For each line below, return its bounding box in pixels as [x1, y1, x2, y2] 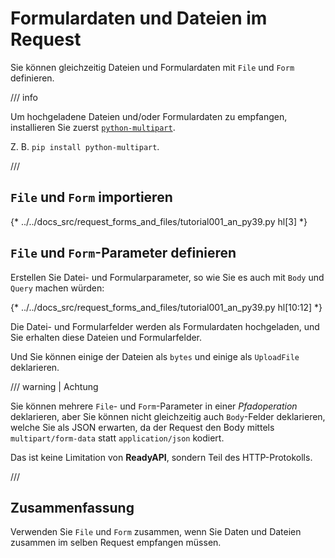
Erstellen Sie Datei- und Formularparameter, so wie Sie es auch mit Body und [10, 271, 325, 283]
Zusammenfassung [10, 499, 135, 516]
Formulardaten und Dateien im [10, 7, 268, 30]
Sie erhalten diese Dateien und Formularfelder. [10, 331, 203, 343]
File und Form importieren [10, 189, 173, 206]
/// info [10, 91, 38, 103]
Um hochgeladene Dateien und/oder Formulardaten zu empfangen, [10, 110, 288, 122]
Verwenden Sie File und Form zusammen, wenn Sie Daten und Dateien [10, 526, 302, 538]
